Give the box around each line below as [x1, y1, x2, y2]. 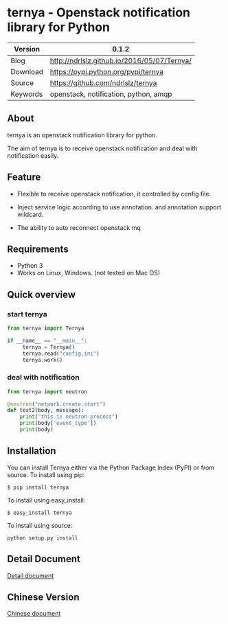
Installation [7, 445, 56, 457]
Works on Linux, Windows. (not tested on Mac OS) [16, 269, 161, 277]
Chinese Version [7, 592, 80, 603]
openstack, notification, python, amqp [49, 89, 172, 99]
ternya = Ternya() [22, 343, 76, 351]
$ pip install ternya [7, 484, 69, 491]
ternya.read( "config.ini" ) [22, 350, 100, 357]
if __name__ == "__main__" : [7, 337, 88, 344]
